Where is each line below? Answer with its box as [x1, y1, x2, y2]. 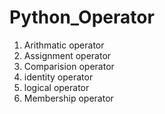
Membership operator [23, 92, 114, 104]
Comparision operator [23, 60, 115, 72]
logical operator [23, 81, 90, 93]
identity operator [23, 71, 94, 83]
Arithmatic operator [23, 39, 105, 51]
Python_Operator [9, 6, 155, 29]
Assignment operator [23, 49, 112, 61]
